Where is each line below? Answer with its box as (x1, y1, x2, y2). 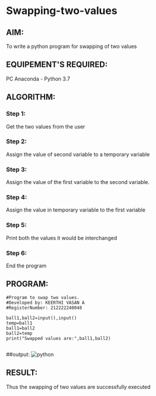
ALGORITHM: (6, 92, 56, 102)
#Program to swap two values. (6, 294, 80, 300)
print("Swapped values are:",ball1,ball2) (6, 335, 111, 341)
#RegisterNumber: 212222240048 (6, 305, 82, 311)
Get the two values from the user (6, 123, 86, 130)
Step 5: (6, 221, 27, 229)
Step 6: (6, 249, 27, 257)
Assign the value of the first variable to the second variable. (6, 179, 150, 186)
